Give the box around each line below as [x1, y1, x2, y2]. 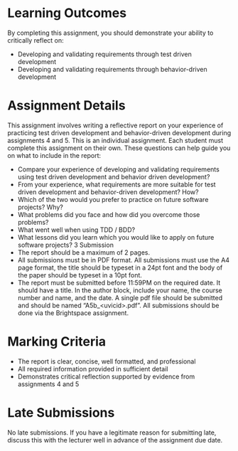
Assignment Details [7, 97, 126, 114]
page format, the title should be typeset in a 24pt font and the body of [17, 263, 223, 272]
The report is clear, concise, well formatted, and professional [17, 357, 196, 366]
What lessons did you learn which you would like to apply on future [17, 233, 215, 241]
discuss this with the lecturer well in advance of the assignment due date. [7, 435, 223, 444]
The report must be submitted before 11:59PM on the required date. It [17, 278, 221, 287]
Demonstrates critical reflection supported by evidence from [17, 372, 195, 381]
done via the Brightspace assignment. [17, 308, 129, 317]
